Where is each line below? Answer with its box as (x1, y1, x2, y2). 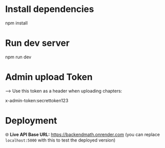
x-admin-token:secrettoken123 (5, 97, 68, 103)
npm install (5, 20, 28, 26)
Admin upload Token (5, 71, 93, 83)
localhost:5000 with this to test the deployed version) (5, 137, 116, 143)
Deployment (5, 115, 57, 126)
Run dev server (5, 37, 70, 49)
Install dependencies (5, 3, 94, 15)
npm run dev (5, 54, 31, 60)
